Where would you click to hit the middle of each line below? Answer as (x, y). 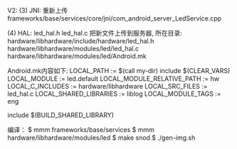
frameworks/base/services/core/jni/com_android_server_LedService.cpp (115, 18)
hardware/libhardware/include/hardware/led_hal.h (81, 41)
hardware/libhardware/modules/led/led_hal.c (73, 49)
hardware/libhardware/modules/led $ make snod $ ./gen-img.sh (101, 138)
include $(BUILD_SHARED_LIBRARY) (60, 115)
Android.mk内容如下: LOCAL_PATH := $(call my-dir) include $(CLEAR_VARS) (119, 71)
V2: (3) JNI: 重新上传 (38, 10)
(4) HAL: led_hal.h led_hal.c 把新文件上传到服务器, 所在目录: (95, 33)
